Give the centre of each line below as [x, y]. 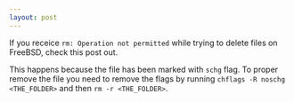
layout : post [33, 17]
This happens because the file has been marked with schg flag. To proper [144, 69]
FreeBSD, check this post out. [64, 52]
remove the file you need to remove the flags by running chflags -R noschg [147, 78]
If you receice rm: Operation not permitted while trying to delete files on [143, 43]
